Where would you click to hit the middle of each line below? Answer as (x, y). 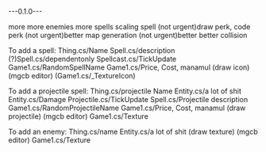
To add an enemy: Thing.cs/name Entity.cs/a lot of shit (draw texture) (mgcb (133, 131)
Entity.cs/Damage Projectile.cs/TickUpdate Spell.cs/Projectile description (128, 99)
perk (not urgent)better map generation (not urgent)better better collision (128, 35)
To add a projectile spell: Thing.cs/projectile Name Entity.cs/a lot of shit (125, 91)
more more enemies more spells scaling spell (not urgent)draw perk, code (129, 27)
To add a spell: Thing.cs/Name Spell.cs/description (92, 50)
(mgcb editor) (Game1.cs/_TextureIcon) (72, 76)
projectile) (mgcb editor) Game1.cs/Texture (78, 116)
